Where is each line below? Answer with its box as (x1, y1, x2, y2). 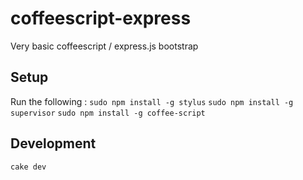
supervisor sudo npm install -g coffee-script (10, 108, 206, 118)
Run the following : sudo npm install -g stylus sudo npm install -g (10, 95, 294, 107)
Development (10, 135, 97, 152)
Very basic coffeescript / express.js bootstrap (10, 40, 199, 52)
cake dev (10, 162, 47, 172)
